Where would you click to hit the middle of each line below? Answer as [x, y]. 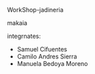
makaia [17, 23]
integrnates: [24, 36]
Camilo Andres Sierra [47, 56]
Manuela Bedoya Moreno [52, 63]
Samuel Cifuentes [42, 49]
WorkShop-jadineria [35, 10]
